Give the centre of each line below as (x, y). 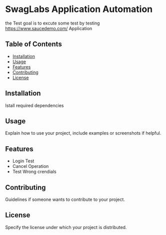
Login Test (23, 161)
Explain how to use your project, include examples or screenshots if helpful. (83, 133)
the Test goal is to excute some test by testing (52, 23)
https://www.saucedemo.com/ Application (49, 28)
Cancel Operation (30, 166)
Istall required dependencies (34, 105)
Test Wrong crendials (34, 172)
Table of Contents (34, 44)
